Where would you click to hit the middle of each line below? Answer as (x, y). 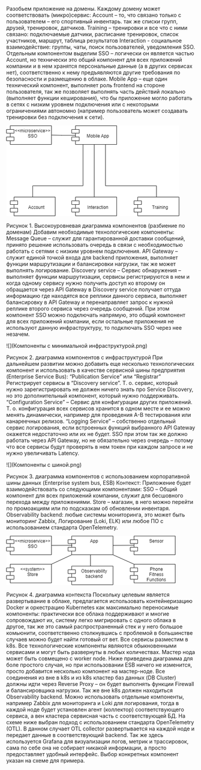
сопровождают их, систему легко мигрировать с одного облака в (91, 620)
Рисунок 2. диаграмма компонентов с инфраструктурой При (85, 357)
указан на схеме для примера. (46, 760)
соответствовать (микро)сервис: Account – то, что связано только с (94, 15)
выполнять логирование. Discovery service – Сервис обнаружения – (94, 270)
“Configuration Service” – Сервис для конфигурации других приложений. (99, 402)
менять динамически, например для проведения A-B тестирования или (99, 415)
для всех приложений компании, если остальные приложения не (90, 321)
